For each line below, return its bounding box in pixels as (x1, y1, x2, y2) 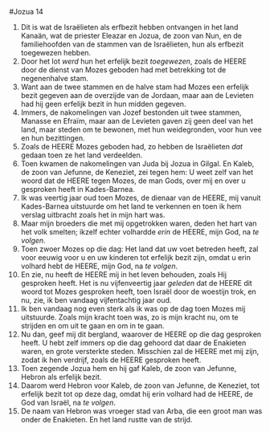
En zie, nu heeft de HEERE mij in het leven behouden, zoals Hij (20, 270, 227, 279)
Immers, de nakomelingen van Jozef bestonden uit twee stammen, (20, 108, 242, 117)
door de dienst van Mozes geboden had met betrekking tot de (20, 65, 227, 75)
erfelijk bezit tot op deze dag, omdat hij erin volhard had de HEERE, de (20, 389, 254, 398)
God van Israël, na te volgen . (20, 397, 116, 407)
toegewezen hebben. (20, 48, 92, 57)
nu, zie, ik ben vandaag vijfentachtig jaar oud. (20, 295, 172, 304)
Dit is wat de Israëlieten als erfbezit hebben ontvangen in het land (20, 22, 239, 31)
